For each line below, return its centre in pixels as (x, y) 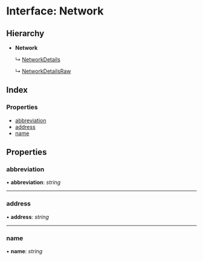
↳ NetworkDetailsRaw (43, 71)
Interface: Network (55, 11)
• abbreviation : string (34, 183)
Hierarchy (25, 33)
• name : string (24, 251)
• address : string (28, 217)
